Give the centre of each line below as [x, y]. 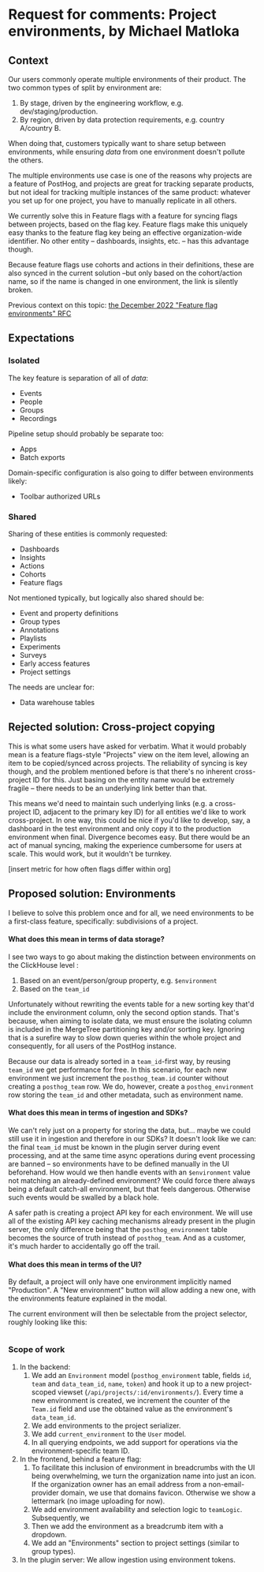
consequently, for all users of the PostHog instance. [93, 1046]
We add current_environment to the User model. [109, 1434]
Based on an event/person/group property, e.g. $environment [118, 980]
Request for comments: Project [112, 15]
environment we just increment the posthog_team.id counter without [119, 1077]
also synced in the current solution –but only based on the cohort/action [125, 273]
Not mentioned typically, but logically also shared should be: [106, 598]
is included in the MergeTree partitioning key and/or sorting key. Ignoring [126, 1029]
